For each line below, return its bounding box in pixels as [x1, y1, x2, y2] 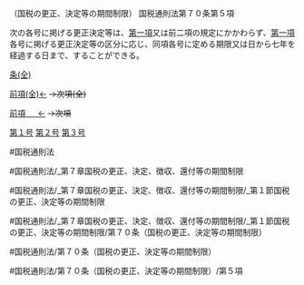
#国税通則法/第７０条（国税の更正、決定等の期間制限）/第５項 [9, 266, 243, 276]
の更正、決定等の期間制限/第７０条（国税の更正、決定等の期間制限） [9, 227, 268, 238]
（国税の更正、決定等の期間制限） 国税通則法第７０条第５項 [9, 8, 234, 18]
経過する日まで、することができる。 [9, 50, 145, 61]
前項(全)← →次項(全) [9, 89, 87, 99]
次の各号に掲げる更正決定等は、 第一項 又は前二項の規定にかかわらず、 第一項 [9, 27, 295, 38]
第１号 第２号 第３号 [9, 127, 86, 138]
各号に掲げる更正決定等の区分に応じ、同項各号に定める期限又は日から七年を [9, 39, 296, 49]
